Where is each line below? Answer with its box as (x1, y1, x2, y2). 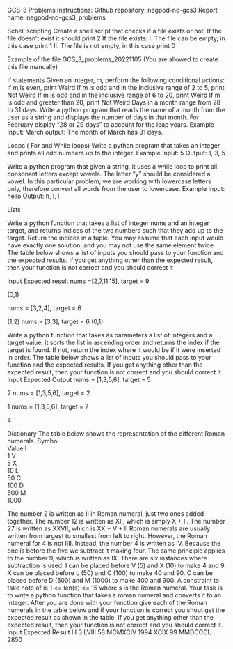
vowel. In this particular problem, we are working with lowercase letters (7, 177, 211, 185)
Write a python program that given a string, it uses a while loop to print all (7, 162, 218, 170)
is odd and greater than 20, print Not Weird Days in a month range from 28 (7, 98, 221, 107)
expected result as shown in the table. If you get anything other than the (7, 613, 214, 621)
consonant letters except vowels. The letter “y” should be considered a (7, 170, 211, 178)
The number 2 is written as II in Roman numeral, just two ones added (7, 510, 204, 518)
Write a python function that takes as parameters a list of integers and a (7, 331, 213, 339)
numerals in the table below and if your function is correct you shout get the (7, 606, 225, 614)
